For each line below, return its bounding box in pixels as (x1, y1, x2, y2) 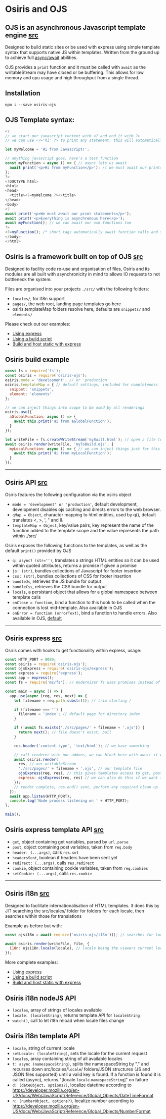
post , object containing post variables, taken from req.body (12, 844, 132, 850)
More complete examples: (5, 959, 58, 965)
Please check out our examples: (5, 321, 71, 327)
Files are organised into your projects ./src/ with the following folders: (5, 286, 149, 292)
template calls (12, 594, 41, 600)
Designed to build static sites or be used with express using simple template (5, 44, 160, 50)
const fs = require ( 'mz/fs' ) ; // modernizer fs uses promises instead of (5, 680, 161, 685)
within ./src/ (12, 533, 37, 539)
